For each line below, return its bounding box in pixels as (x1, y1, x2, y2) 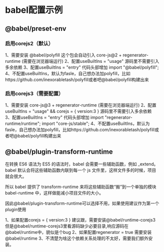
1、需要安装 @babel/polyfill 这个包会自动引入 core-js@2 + (5, 52, 122, 58)
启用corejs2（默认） (5, 40, 54, 47)
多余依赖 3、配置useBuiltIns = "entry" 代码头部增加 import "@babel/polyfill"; (5, 64, 159, 70)
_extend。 (138, 161, 158, 167)
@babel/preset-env (5, 24, 67, 32)
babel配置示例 (5, 4, 63, 16)
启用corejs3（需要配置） (5, 90, 64, 97)
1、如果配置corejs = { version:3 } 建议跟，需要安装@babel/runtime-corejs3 (5, 217, 156, 223)
